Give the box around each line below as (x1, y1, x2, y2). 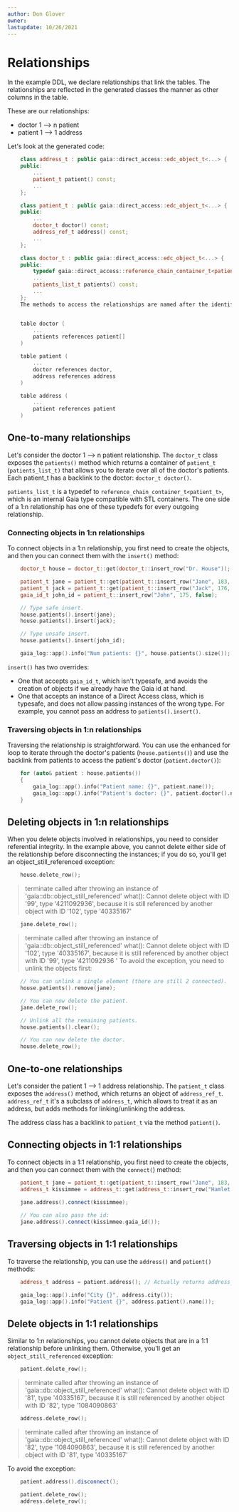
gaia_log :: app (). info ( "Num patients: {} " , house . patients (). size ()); (20, 650, 231, 657)
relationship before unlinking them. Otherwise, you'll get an (7, 1344, 181, 1353)
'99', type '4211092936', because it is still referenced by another (24, 900, 213, 908)
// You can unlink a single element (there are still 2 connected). (20, 978, 228, 985)
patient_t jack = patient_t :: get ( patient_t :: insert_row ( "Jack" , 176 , (20, 585, 231, 592)
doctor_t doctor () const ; (33, 222, 110, 229)
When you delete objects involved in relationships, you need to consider (7, 835, 219, 843)
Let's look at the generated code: (7, 142, 105, 150)
